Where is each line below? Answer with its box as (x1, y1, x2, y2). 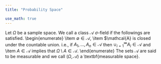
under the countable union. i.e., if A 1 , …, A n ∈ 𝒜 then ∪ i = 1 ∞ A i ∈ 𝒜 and (5, 40, 151, 48)
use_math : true (5, 16, 37, 21)
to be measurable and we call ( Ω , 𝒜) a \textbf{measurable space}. (5, 53, 140, 59)
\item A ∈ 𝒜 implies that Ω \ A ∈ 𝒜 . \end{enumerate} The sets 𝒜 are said (5, 48, 157, 54)
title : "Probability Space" (5, 7, 63, 12)
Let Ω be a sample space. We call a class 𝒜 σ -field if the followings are (5, 30, 150, 35)
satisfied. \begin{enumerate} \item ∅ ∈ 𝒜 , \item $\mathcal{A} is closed (5, 35, 151, 41)
